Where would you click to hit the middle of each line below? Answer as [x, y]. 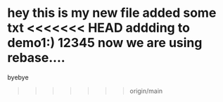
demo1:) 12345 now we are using [105, 43]
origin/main [146, 91]
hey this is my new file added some [112, 13]
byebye [18, 77]
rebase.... [36, 58]
